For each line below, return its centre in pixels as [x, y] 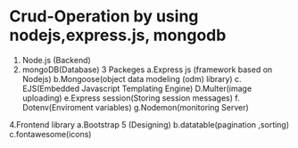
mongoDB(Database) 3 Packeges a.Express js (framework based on [147, 70]
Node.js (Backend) [56, 60]
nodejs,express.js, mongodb [118, 35]
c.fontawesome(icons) [50, 134]
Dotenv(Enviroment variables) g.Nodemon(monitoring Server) [136, 107]
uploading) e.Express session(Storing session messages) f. [131, 98]
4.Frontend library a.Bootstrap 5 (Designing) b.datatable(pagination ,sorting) [149, 124]
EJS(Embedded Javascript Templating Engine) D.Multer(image [137, 88]
